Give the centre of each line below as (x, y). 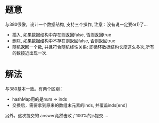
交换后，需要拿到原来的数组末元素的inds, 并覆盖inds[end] (70, 105)
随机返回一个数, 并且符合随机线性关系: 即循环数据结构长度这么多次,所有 (83, 47)
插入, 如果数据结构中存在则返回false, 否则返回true (62, 35)
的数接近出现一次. (30, 53)
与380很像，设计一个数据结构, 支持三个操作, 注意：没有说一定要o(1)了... (76, 24)
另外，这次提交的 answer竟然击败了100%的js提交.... (57, 115)
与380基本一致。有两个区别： (35, 88)
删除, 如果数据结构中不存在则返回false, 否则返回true (64, 41)
